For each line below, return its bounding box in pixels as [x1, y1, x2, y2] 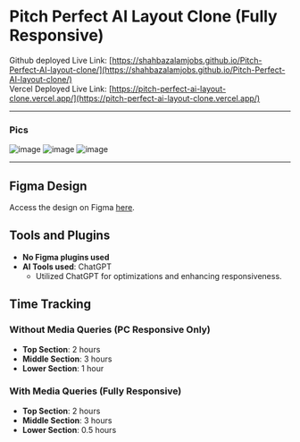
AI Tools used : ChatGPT [21, 261, 112, 272]
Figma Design [9, 178, 87, 193]
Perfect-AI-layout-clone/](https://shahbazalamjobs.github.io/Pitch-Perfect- [9, 64, 286, 75]
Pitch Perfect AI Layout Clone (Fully [9, 6, 279, 27]
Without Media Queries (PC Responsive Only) [9, 324, 212, 336]
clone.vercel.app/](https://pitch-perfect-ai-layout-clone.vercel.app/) [9, 92, 261, 104]
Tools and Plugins [9, 228, 111, 243]
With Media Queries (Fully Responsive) [9, 385, 182, 397]
